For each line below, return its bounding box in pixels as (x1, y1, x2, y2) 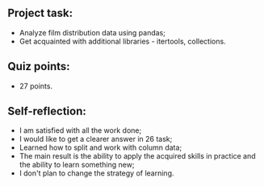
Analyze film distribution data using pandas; (19, 27, 166, 37)
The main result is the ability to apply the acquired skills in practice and (19, 151, 256, 161)
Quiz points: (7, 60, 70, 73)
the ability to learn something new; (19, 160, 135, 170)
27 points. (19, 81, 53, 91)
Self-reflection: (7, 105, 86, 118)
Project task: (7, 6, 73, 20)
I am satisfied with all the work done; (19, 126, 142, 135)
